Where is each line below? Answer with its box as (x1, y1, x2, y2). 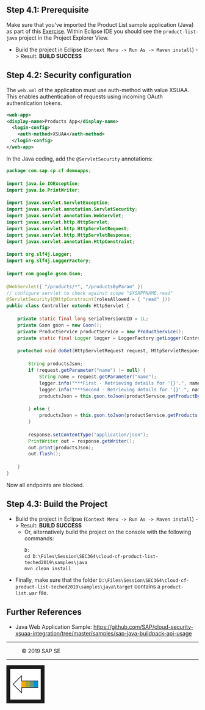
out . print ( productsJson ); (28, 444, 95, 451)
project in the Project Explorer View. (18, 34, 109, 42)
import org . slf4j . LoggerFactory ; (6, 258, 92, 264)
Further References (6, 607, 82, 617)
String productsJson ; (28, 361, 84, 367)
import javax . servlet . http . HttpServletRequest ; (6, 225, 130, 231)
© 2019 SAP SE (21, 647, 61, 654)
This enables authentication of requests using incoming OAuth (6, 93, 164, 100)
